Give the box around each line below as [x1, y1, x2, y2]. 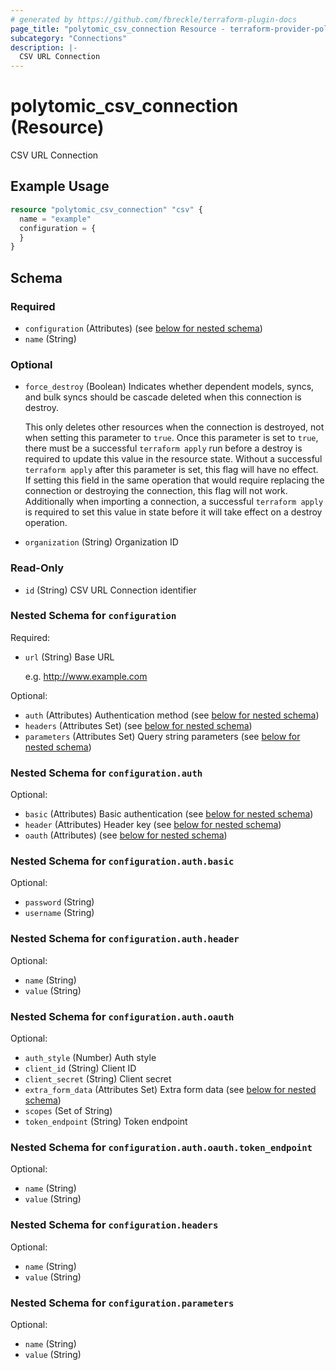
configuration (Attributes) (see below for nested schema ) [24, 322, 263, 334]
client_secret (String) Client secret [24, 1073, 172, 1085]
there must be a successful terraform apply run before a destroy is [24, 442, 303, 455]
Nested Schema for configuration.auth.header [10, 932, 240, 946]
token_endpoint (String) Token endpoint [24, 1116, 188, 1128]
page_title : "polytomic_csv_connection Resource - [10, 24, 226, 34]
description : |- [10, 42, 78, 53]
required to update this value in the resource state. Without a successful [24, 453, 323, 465]
